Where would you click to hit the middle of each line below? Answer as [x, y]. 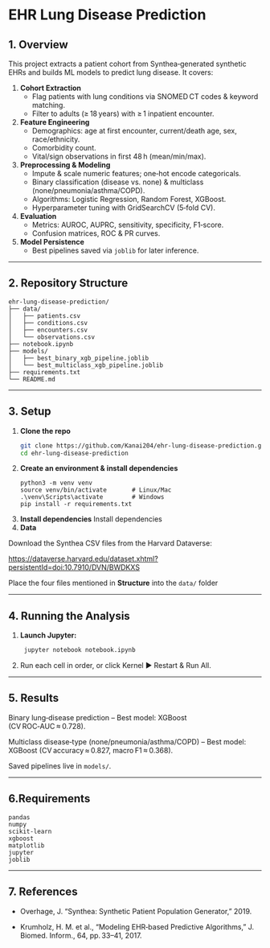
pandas [19, 817]
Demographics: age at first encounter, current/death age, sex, [134, 131]
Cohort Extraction [51, 88]
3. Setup [30, 412]
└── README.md [32, 379]
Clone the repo [45, 431]
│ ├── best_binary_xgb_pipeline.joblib [79, 358]
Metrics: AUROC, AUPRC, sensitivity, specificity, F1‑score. [128, 225]
